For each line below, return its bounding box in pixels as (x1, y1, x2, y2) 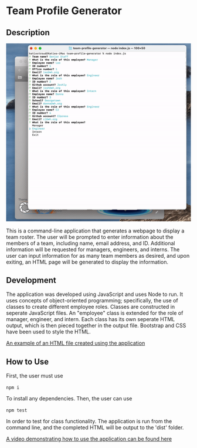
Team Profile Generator (6, 4, 122, 18)
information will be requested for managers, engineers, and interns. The (6, 245, 180, 253)
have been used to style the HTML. (6, 328, 91, 335)
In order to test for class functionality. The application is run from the (6, 418, 172, 425)
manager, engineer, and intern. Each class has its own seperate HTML (6, 316, 175, 323)
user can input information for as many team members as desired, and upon (6, 252, 190, 259)
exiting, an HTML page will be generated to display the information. (6, 258, 169, 265)
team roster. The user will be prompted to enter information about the (6, 233, 174, 240)
